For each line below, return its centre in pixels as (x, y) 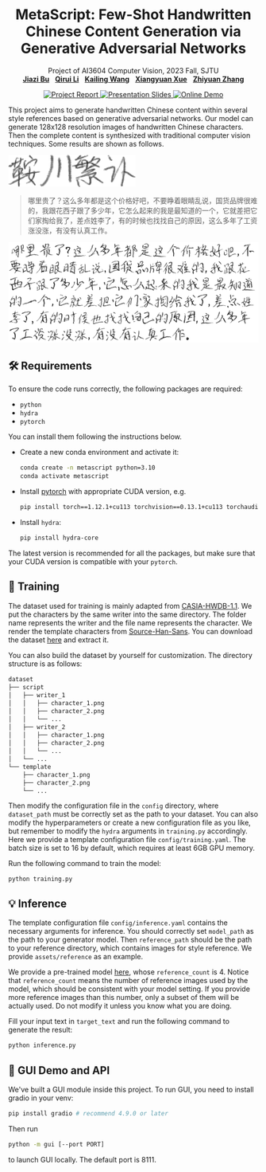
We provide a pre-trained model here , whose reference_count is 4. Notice (129, 972)
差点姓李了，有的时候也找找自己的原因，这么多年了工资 (167, 220)
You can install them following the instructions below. (95, 437)
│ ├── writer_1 (37, 695)
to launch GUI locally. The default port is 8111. (83, 1159)
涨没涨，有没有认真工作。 (69, 230)
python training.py (40, 879)
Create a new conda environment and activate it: (99, 453)
